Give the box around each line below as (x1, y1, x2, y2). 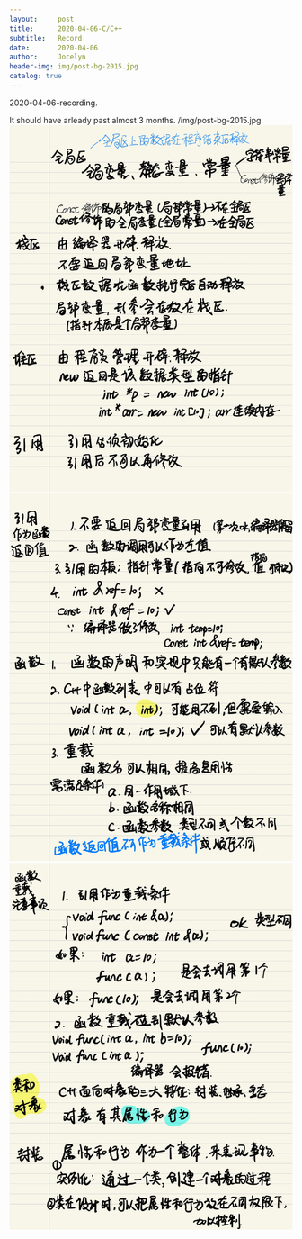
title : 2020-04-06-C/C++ (9, 23, 123, 33)
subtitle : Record (9, 33, 83, 42)
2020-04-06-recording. (9, 97, 98, 108)
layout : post (9, 14, 75, 23)
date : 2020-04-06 (9, 43, 99, 52)
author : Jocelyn (9, 52, 87, 62)
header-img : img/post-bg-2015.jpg (9, 62, 139, 71)
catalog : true (9, 72, 63, 81)
